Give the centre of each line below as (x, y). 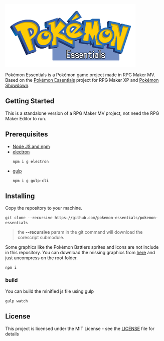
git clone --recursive (29, 218)
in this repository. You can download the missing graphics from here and (80, 253)
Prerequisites (27, 134)
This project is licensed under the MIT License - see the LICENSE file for (80, 328)
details (12, 334)
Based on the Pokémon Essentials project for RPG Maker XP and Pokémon (82, 80)
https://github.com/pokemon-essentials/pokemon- (106, 218)
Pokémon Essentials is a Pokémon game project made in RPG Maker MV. (80, 75)
